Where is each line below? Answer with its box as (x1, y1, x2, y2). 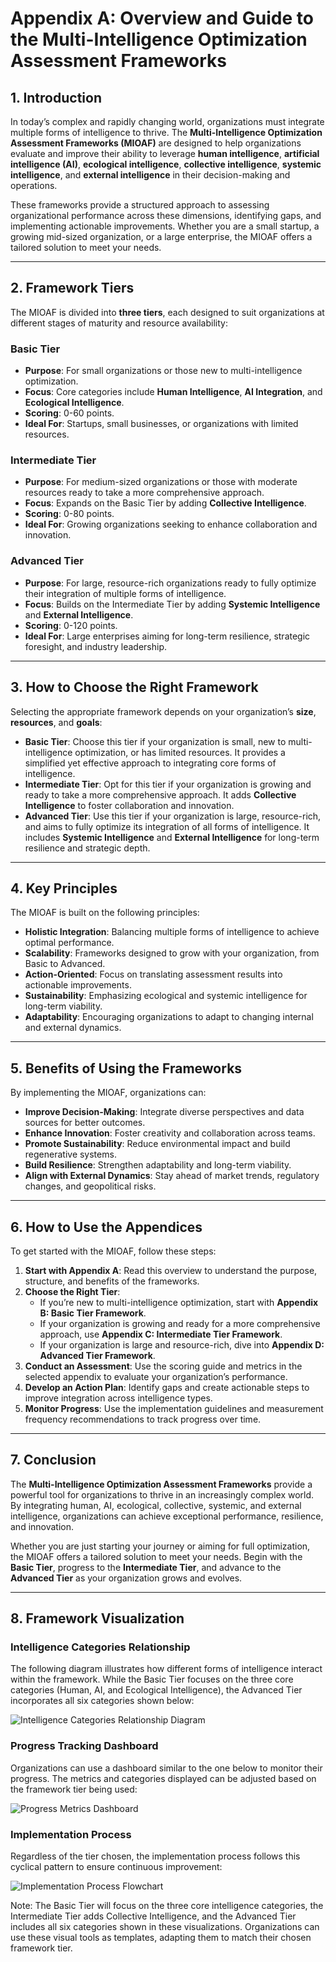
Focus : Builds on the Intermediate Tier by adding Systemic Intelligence (24, 598, 321, 610)
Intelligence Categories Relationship (10, 1640, 191, 1654)
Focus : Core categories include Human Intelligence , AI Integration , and (24, 386, 323, 398)
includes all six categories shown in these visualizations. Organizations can (10, 1921, 320, 1933)
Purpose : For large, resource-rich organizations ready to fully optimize (24, 577, 317, 589)
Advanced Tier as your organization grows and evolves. (10, 1572, 243, 1584)
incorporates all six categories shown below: (10, 1695, 195, 1707)
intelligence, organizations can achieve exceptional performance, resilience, (10, 1510, 324, 1522)
